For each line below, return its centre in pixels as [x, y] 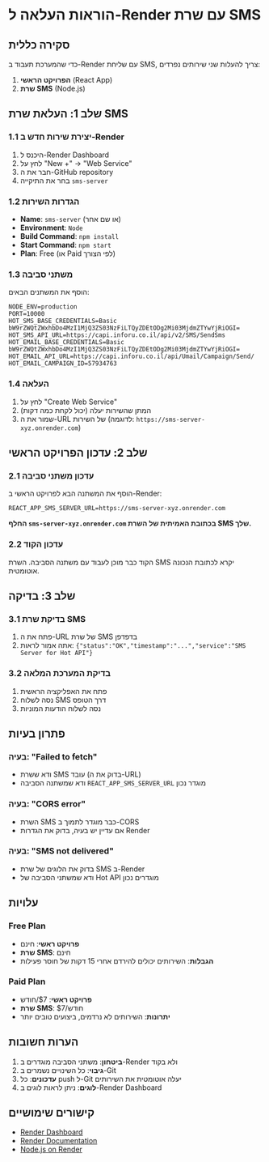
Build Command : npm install [69, 236]
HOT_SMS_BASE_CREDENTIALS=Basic [63, 321]
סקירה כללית [39, 45]
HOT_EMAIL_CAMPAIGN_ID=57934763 [63, 364]
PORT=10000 [27, 314]
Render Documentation [59, 1141]
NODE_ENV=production [43, 307]
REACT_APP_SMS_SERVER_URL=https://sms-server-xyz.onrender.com [117, 509]
